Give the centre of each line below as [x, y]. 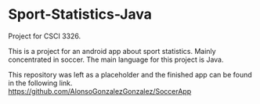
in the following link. [40, 83]
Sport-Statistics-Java [80, 14]
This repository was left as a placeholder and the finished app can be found [130, 74]
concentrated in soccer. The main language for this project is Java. [116, 59]
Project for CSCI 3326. [45, 36]
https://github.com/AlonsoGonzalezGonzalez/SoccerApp [100, 91]
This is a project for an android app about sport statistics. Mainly [112, 51]
